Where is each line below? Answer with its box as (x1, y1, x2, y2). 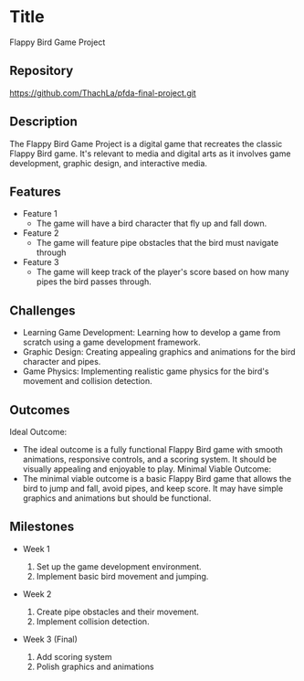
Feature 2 (22, 228, 59, 239)
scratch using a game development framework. (22, 336, 201, 348)
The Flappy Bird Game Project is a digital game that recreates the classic (9, 138, 283, 149)
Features (9, 184, 61, 199)
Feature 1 (22, 208, 58, 219)
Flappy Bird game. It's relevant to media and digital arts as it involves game (9, 148, 291, 159)
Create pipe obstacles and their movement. (36, 606, 199, 617)
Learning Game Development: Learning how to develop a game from (22, 327, 281, 338)
